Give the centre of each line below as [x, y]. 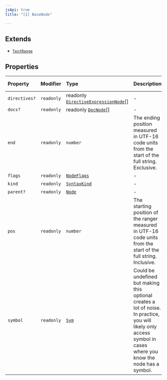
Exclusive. [145, 168]
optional [143, 296]
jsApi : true [17, 10]
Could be [144, 271]
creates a [144, 302]
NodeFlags [78, 176]
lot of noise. [147, 308]
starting [142, 206]
